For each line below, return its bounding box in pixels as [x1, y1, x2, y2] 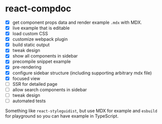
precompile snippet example [12, 59, 71, 64]
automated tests [12, 98, 46, 104]
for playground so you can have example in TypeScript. [5, 113, 119, 119]
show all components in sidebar [12, 53, 78, 59]
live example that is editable [12, 25, 70, 31]
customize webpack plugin [12, 36, 68, 42]
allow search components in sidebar [12, 86, 87, 92]
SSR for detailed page [12, 81, 58, 87]
